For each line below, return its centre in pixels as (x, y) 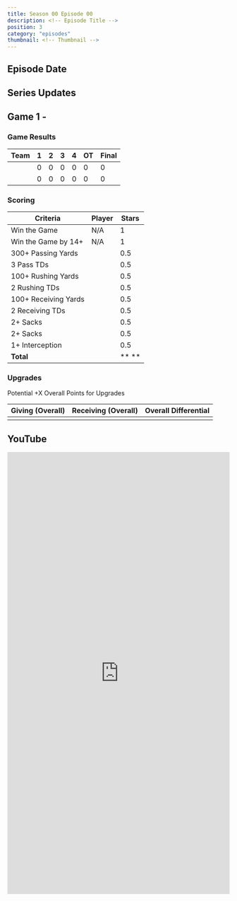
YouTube (27, 439)
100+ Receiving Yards (48, 299)
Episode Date (37, 69)
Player (102, 218)
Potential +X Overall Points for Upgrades (66, 393)
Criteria (48, 218)
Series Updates (42, 93)
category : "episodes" (39, 34)
